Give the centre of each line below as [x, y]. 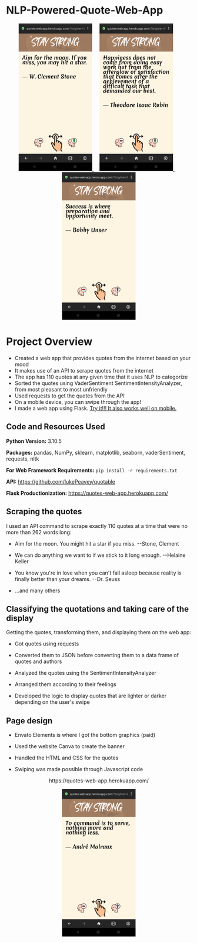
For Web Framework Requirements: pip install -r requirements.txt [92, 470]
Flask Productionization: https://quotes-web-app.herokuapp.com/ [87, 493]
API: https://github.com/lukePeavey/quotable [61, 481]
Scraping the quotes [44, 512]
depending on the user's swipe [52, 702]
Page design [29, 721]
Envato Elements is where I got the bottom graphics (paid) [85, 735]
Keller [22, 561]
